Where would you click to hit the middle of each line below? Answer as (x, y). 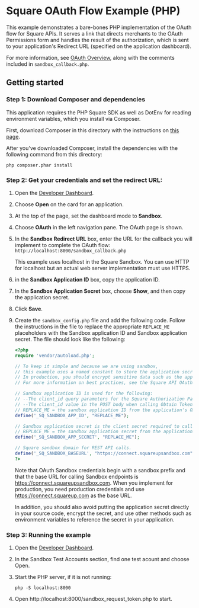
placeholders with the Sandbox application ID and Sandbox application (101, 332)
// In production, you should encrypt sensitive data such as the (98, 377)
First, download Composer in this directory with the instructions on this (93, 130)
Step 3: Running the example (49, 535)
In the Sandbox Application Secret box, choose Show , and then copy (100, 291)
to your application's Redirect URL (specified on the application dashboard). (99, 46)
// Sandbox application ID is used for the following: (84, 393)
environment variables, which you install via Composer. (73, 119)
